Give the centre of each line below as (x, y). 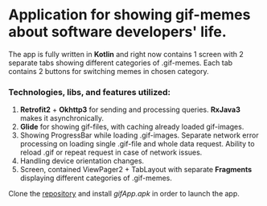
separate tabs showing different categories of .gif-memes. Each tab (121, 63)
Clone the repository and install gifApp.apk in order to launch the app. (124, 194)
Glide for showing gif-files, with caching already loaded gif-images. (132, 127)
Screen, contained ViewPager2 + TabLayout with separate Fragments (136, 170)
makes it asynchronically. (62, 118)
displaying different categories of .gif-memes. (96, 178)
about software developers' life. (117, 32)
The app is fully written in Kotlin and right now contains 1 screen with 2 (126, 54)
